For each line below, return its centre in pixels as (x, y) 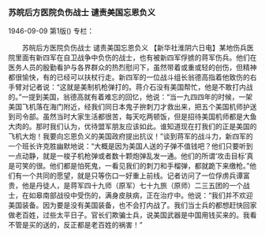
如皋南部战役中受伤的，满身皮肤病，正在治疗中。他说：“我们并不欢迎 (141, 195)
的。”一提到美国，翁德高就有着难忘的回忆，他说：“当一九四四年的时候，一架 (131, 97)
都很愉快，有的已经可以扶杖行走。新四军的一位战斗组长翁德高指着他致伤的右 (132, 77)
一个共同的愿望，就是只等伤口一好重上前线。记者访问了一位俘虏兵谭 (132, 176)
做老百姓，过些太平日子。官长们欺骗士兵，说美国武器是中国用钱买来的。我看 (132, 215)
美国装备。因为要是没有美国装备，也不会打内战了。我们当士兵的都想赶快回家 (132, 206)
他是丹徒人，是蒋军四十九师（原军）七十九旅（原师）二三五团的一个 (132, 186)
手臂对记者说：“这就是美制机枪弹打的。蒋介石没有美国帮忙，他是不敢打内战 (131, 87)
